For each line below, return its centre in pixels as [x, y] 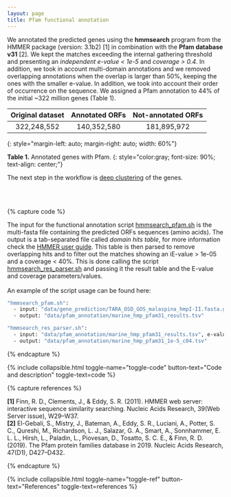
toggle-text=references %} [99, 486]
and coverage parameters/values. [55, 276]
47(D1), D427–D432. [36, 452]
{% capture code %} [36, 211]
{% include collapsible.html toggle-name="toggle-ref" [84, 479]
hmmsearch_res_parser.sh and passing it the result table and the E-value [110, 268]
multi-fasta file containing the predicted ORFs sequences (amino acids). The [115, 232]
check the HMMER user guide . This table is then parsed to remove [101, 246]
